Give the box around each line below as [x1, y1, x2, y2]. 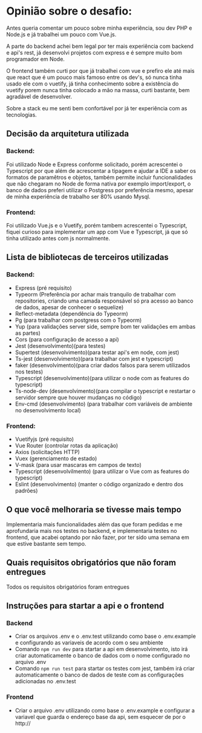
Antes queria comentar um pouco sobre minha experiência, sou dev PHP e [6, 24, 192, 32]
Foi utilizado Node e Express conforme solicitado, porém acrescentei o [6, 161, 183, 168]
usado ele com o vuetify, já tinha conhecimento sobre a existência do [6, 80, 179, 87]
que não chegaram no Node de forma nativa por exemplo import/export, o [6, 180, 191, 187]
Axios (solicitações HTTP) [15, 448, 80, 455]
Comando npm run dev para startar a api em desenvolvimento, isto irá [15, 646, 188, 653]
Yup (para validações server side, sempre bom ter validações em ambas [15, 323, 196, 330]
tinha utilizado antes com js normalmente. [6, 235, 111, 242]
